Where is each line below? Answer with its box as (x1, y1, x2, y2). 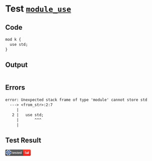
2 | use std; (12, 112, 44, 117)
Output (5, 61, 28, 69)
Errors (5, 84, 25, 92)
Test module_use (5, 3, 71, 15)
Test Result (5, 136, 41, 145)
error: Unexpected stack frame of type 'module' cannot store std (5, 97, 147, 102)
